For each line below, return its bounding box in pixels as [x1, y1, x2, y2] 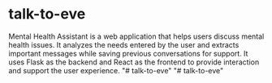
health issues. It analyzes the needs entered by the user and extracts [8, 39, 240, 49]
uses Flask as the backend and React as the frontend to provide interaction [8, 57, 260, 67]
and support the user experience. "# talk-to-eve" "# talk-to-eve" [8, 65, 224, 75]
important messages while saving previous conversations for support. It [8, 48, 248, 58]
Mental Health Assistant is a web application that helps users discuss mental [8, 31, 265, 41]
